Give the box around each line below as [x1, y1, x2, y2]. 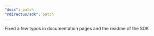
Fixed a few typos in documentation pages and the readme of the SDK [4, 25, 149, 31]
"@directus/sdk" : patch [4, 12, 54, 17]
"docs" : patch [4, 7, 34, 12]
